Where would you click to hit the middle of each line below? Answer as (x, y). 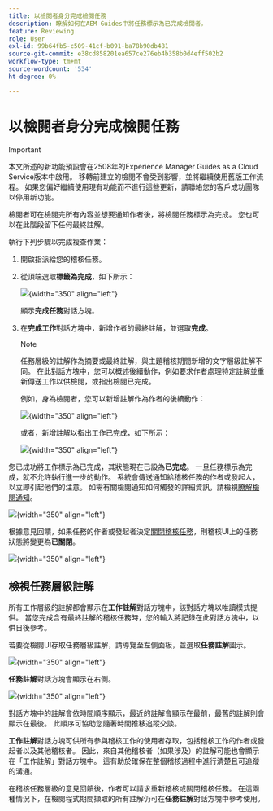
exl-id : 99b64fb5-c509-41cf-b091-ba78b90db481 (89, 46)
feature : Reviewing (41, 31)
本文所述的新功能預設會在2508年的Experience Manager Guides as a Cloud (133, 166)
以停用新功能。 (33, 197)
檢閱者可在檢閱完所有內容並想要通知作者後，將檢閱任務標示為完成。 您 (127, 214)
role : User (27, 39)
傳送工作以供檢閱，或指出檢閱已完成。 (91, 381)
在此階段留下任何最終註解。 (61, 224)
